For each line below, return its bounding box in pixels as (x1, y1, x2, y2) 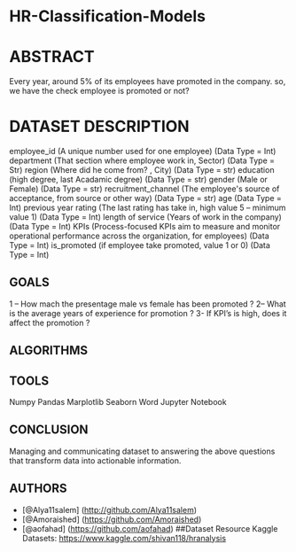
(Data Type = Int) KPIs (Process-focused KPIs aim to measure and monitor (9, 222, 281, 232)
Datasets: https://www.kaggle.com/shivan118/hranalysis (21, 533, 227, 543)
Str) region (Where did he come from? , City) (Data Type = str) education (9, 165, 275, 175)
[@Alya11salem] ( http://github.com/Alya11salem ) (21, 504, 198, 515)
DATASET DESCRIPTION (9, 117, 190, 136)
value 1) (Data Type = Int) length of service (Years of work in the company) (9, 212, 282, 222)
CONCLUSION (9, 423, 89, 438)
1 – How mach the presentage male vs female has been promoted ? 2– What (9, 299, 286, 309)
